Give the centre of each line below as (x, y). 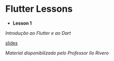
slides (12, 43)
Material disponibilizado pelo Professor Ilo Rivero (57, 53)
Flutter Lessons (39, 9)
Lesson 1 (22, 23)
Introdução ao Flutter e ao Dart (38, 33)
